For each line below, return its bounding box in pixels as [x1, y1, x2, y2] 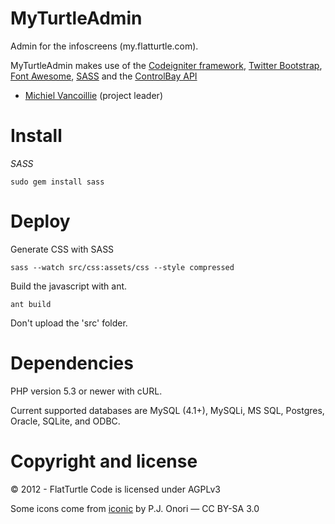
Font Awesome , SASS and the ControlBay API [10, 70, 198, 82]
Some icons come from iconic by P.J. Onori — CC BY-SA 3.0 [10, 502, 260, 514]
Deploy [10, 210, 71, 233]
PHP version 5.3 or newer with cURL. [10, 385, 163, 397]
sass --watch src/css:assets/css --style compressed [10, 262, 235, 272]
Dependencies [10, 352, 134, 374]
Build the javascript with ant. [10, 280, 128, 292]
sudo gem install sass [10, 177, 105, 187]
